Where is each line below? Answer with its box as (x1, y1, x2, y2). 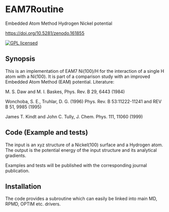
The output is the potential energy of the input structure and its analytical (5, 147, 157, 153)
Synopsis (5, 55, 35, 63)
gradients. (5, 152, 26, 158)
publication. (5, 167, 30, 174)
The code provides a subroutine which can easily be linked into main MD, (5, 196, 157, 202)
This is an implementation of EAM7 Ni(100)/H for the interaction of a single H (5, 68, 164, 74)
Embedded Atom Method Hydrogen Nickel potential (5, 20, 112, 26)
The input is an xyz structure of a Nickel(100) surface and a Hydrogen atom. (5, 142, 163, 148)
